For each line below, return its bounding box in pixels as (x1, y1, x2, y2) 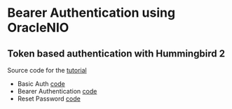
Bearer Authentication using (7, 5, 176, 21)
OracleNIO (7, 20, 69, 36)
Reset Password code (17, 94, 81, 103)
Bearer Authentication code (17, 87, 97, 95)
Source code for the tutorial (7, 66, 87, 74)
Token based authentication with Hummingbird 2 (7, 48, 226, 59)
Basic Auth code (17, 80, 65, 88)
